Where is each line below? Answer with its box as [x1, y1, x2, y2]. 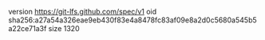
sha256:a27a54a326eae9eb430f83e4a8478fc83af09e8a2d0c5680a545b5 [8, 15, 257, 25]
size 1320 [48, 24, 80, 33]
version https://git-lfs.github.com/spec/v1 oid [8, 7, 157, 16]
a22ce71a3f [8, 24, 47, 33]
